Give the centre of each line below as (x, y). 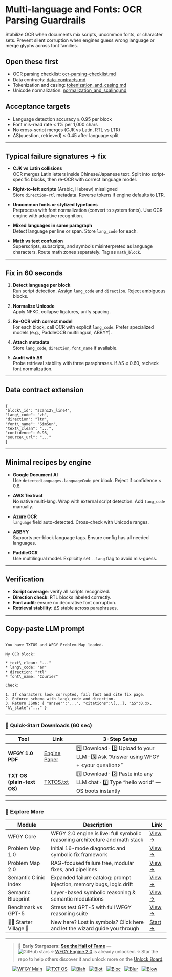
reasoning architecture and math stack (97, 840)
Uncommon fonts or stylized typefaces (55, 205)
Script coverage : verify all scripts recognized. (61, 591)
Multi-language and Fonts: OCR (74, 9)
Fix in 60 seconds (34, 273)
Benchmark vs (25, 907)
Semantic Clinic (27, 878)
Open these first (32, 62)
